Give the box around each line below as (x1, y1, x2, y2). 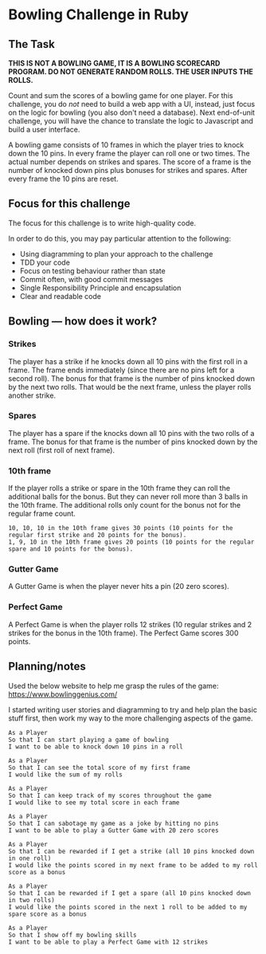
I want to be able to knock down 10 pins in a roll (8, 743, 183, 751)
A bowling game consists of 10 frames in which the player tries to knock (8, 140, 244, 149)
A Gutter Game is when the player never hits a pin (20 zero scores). (8, 582, 229, 591)
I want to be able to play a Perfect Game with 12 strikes (8, 938, 209, 946)
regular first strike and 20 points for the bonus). (8, 532, 187, 540)
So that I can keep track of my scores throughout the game (8, 791, 213, 799)
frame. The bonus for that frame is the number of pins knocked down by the (8, 437, 258, 446)
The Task (8, 37, 56, 51)
